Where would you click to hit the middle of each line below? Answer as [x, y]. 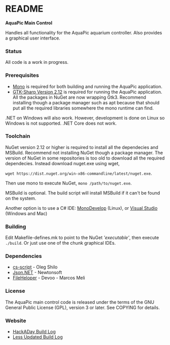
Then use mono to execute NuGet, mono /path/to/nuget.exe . [69, 183]
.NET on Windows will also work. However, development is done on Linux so [85, 118]
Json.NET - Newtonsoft [37, 273]
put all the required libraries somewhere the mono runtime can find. [83, 108]
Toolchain [18, 136]
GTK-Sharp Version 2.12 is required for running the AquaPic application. [87, 92]
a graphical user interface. [33, 38]
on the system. [21, 198]
